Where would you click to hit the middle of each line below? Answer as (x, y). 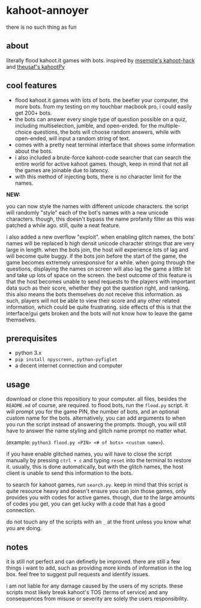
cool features (31, 85)
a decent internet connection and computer (69, 366)
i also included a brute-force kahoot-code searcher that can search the (103, 157)
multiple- (169, 125)
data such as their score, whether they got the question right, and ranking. (98, 288)
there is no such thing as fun (41, 27)
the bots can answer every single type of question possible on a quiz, (101, 119)
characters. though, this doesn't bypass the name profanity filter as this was (100, 219)
